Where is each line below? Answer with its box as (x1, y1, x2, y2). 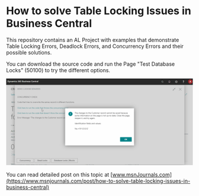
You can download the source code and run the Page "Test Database (6, 60, 175, 68)
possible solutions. (6, 49, 52, 56)
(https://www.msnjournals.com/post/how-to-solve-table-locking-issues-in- (6, 178, 191, 185)
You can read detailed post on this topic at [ (6, 171, 113, 178)
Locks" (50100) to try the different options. (6, 66, 111, 73)
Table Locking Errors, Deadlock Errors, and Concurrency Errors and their (6, 43, 184, 50)
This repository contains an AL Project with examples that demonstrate (6, 36, 179, 43)
